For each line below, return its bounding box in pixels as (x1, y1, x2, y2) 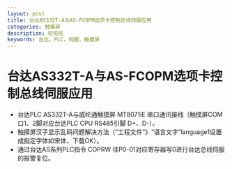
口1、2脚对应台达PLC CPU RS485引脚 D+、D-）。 (17, 119, 159, 128)
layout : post (7, 10, 45, 17)
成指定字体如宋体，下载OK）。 (17, 137, 103, 145)
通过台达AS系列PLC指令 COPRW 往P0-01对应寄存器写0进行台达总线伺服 (17, 145, 225, 154)
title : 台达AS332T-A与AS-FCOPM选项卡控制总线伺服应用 (7, 17, 152, 24)
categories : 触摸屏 (7, 23, 61, 30)
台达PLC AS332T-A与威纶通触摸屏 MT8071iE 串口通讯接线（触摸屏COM (17, 110, 223, 119)
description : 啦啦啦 (7, 29, 64, 37)
